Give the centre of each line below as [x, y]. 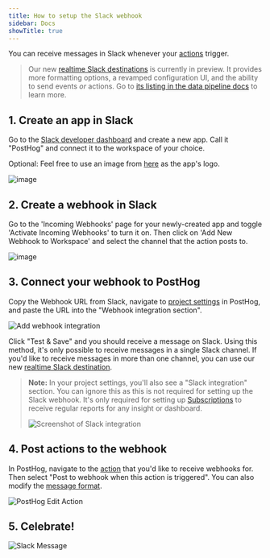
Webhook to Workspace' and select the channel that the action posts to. [128, 241]
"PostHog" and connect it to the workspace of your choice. [107, 148]
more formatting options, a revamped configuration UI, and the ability [143, 78]
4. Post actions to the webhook [88, 449]
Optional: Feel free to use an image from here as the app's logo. [114, 164]
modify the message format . [55, 486]
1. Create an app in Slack [71, 120]
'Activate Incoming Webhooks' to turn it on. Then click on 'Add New [120, 233]
